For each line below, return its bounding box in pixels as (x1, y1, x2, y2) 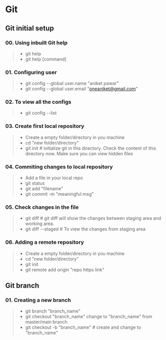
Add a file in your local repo (25, 175, 83, 181)
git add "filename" (25, 186, 63, 192)
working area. (25, 220, 54, 227)
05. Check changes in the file (5, 204, 79, 211)
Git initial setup (5, 24, 54, 33)
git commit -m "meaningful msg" (25, 191, 94, 197)
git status (25, 180, 45, 186)
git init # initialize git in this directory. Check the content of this (25, 145, 156, 151)
